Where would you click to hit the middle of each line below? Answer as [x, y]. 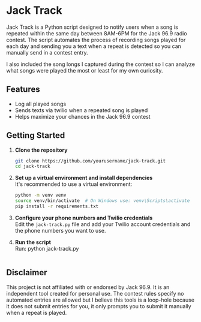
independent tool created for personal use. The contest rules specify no [95, 293]
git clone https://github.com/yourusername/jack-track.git [90, 161]
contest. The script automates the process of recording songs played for [96, 40]
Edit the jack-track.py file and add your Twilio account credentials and [103, 224]
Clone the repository [41, 150]
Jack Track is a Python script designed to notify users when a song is [92, 27]
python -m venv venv [40, 195]
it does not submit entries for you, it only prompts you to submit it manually [99, 306]
